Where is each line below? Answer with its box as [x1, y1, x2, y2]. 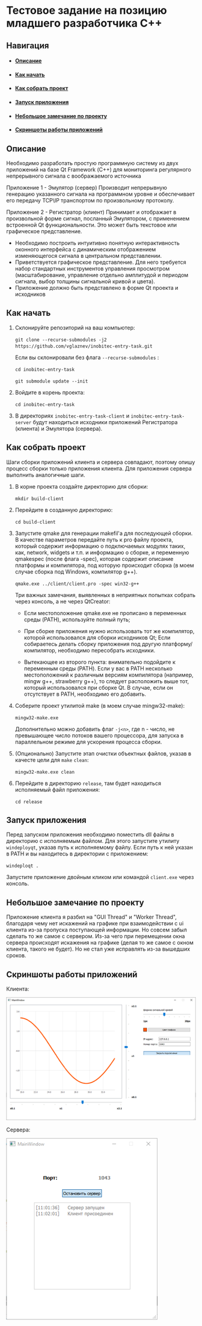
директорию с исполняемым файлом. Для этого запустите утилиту [6, 837, 180, 845]
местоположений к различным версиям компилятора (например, [23, 671, 194, 678]
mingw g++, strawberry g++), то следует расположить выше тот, [23, 677, 189, 684]
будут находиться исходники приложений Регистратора [32, 418, 178, 425]
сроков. [6, 952, 26, 959]
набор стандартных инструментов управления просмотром [14, 264, 170, 272]
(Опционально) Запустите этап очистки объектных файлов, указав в [14, 749, 192, 757]
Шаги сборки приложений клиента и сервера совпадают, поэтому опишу [6, 458, 195, 466]
